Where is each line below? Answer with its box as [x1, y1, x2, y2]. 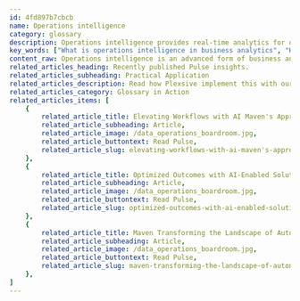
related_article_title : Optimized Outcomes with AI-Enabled [41, 170, 270, 179]
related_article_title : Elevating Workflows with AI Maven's [41, 112, 274, 121]
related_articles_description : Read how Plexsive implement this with [9, 79, 278, 88]
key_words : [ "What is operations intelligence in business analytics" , [9, 46, 281, 55]
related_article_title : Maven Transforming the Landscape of [41, 228, 274, 237]
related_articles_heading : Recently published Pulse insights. [9, 63, 250, 72]
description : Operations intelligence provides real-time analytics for [9, 37, 286, 47]
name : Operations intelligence [9, 21, 126, 30]
